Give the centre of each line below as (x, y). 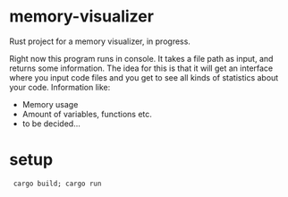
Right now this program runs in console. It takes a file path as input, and (141, 58)
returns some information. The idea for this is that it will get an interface (141, 68)
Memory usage (50, 104)
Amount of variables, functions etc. (87, 114)
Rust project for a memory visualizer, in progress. (100, 41)
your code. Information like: (60, 87)
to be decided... (51, 124)
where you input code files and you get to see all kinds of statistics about (144, 77)
